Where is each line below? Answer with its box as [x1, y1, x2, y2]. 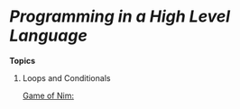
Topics [9, 55, 36, 66]
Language [9, 25, 88, 46]
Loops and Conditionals [22, 72, 111, 83]
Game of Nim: [22, 90, 75, 101]
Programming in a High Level [9, 6, 231, 27]
